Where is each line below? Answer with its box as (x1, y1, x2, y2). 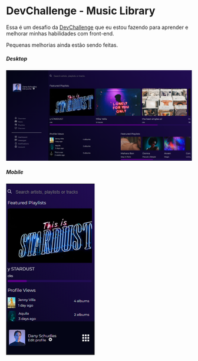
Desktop (6, 55, 28, 62)
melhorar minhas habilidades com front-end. (6, 30, 114, 37)
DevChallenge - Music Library (6, 4, 156, 18)
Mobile (6, 168, 24, 175)
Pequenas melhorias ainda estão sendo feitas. (6, 41, 118, 48)
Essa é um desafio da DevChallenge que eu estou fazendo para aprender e (6, 24, 189, 31)
